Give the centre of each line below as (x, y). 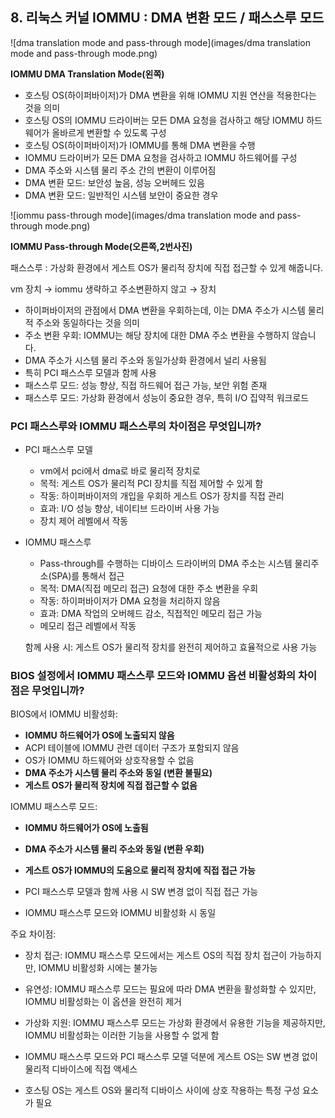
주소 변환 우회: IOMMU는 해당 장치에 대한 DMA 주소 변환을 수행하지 (157, 335)
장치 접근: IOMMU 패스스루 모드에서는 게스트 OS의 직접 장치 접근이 (156, 955)
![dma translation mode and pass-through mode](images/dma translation (160, 42)
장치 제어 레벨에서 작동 (84, 521)
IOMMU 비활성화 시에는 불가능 (98, 968)
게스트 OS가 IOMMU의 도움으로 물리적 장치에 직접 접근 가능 (140, 870)
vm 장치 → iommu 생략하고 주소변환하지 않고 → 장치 (113, 289)
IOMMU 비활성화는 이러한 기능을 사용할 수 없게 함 (122, 1035)
